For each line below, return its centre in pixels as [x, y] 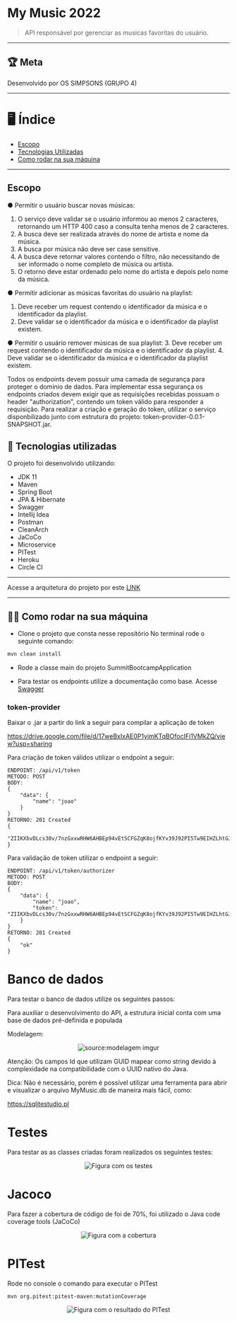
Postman [30, 522]
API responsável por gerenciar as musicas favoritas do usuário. [116, 33]
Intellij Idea [33, 515]
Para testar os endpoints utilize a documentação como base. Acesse [117, 681]
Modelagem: [26, 1034]
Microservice [37, 545]
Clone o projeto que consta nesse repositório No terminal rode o [111, 634]
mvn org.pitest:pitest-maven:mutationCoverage [77, 1297]
